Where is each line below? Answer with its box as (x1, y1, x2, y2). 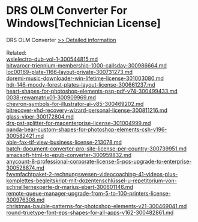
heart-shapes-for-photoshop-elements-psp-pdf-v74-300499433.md (6, 87, 178, 94)
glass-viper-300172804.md (6, 113, 74, 120)
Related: (6, 49, 27, 56)
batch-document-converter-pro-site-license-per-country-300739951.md (6, 145, 187, 152)
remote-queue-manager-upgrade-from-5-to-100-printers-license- (6, 190, 171, 197)
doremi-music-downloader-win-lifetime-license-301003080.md (6, 75, 164, 82)
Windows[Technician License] (6, 16, 161, 30)
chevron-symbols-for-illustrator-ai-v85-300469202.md (6, 100, 144, 107)
